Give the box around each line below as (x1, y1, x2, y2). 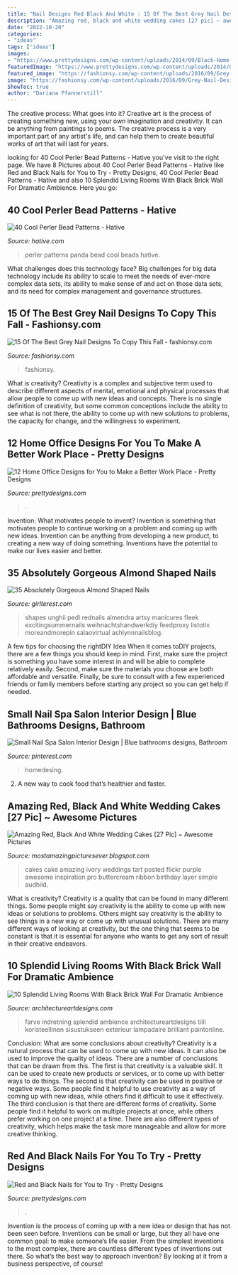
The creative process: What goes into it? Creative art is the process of (7, 110, 212, 118)
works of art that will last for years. (7, 139, 109, 148)
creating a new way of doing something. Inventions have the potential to (7, 538, 218, 548)
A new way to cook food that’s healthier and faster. (17, 779, 166, 788)
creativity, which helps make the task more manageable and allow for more (7, 1121, 227, 1131)
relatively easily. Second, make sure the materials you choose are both (7, 665, 214, 673)
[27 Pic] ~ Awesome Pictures (7, 811, 137, 823)
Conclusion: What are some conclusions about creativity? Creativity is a (7, 1039, 217, 1047)
